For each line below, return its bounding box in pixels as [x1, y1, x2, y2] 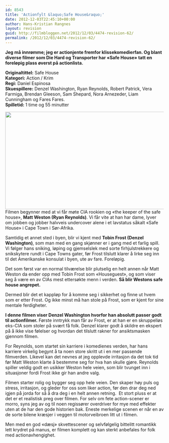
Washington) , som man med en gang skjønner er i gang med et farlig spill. [5, 240, 160, 246]
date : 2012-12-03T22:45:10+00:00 [5, 17, 75, 22]
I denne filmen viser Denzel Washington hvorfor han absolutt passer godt [5, 312, 162, 318]
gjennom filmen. [5, 333, 39, 339]
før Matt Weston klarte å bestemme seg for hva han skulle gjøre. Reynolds [5, 359, 158, 365]
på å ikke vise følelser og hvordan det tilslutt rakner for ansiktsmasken [5, 328, 150, 334]
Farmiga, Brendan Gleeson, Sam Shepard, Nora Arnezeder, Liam [5, 91, 139, 97]
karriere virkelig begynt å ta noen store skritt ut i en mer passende [5, 348, 142, 355]
